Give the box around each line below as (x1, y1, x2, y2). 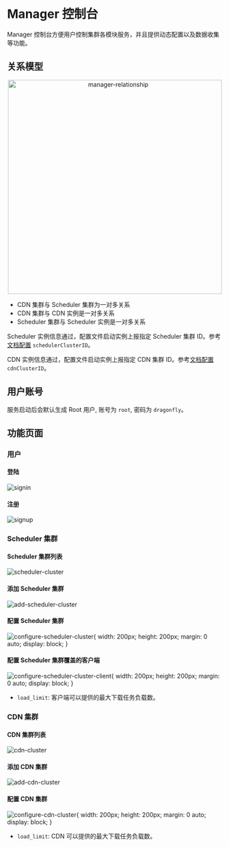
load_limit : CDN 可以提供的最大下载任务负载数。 (16, 832, 157, 840)
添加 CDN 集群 (7, 762, 48, 771)
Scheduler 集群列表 (7, 552, 63, 561)
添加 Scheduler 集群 (7, 585, 64, 593)
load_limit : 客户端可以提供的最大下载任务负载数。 (16, 693, 159, 702)
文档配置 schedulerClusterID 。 (7, 341, 94, 349)
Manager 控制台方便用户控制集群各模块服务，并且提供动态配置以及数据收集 (7, 30, 220, 38)
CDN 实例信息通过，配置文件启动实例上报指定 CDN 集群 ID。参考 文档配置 (7, 355, 214, 363)
